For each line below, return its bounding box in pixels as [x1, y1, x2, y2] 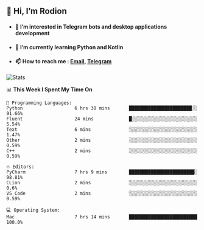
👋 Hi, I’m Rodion [6, 6, 67, 16]
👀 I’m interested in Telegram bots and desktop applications [15, 23, 167, 30]
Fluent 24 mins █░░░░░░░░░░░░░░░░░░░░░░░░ [6, 116, 198, 122]
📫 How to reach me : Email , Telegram [15, 58, 112, 65]
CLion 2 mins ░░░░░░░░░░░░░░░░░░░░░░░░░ [6, 179, 198, 186]
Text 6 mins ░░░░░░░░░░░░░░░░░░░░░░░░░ [6, 126, 198, 133]
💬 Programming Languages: [6, 100, 72, 106]
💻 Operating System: [6, 207, 61, 213]
